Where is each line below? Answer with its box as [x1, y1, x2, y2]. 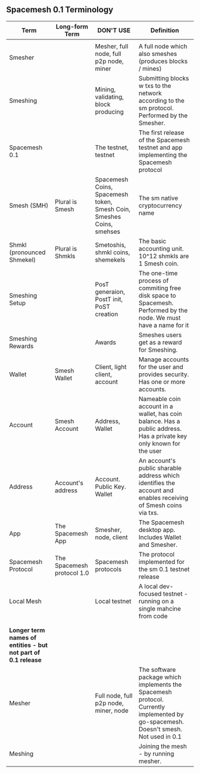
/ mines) [139, 64, 162, 73]
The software [139, 665, 176, 674]
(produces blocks [139, 57, 188, 65]
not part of [9, 648, 40, 656]
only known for [139, 439, 180, 447]
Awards [95, 338, 116, 346]
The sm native [139, 193, 179, 202]
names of [9, 633, 37, 641]
